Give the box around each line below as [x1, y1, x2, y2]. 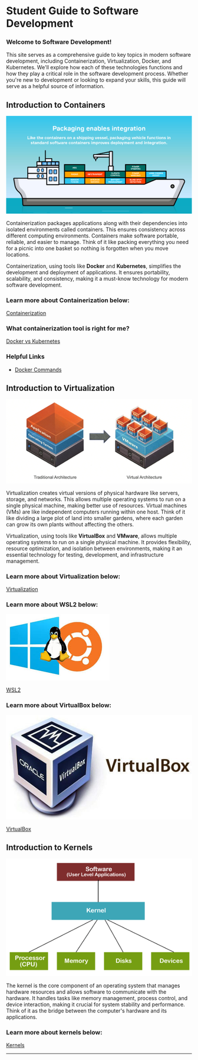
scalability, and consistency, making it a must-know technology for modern [6, 275, 189, 282]
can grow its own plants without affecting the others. [6, 521, 134, 528]
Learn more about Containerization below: [6, 296, 130, 304]
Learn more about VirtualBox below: [6, 701, 112, 709]
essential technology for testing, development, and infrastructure [6, 551, 164, 558]
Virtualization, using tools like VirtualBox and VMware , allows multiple [6, 532, 177, 539]
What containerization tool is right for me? [6, 324, 130, 332]
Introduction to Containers [6, 99, 105, 110]
